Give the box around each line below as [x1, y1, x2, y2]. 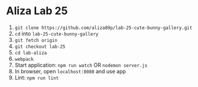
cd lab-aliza [14, 50, 47, 56]
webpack [14, 56, 34, 62]
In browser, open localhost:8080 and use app [14, 67, 126, 75]
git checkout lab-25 [14, 43, 66, 50]
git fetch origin [14, 37, 58, 43]
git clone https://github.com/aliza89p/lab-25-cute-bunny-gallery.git [14, 25, 193, 31]
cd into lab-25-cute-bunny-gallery [14, 30, 99, 37]
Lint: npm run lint [14, 74, 59, 81]
